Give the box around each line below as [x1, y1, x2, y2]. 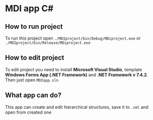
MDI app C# [5, 3, 54, 14]
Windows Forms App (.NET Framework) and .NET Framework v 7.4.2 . [5, 72, 148, 78]
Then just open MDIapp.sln [5, 77, 59, 83]
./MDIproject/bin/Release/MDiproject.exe [5, 40, 91, 45]
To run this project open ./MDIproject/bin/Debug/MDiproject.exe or [5, 35, 141, 41]
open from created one [5, 109, 52, 115]
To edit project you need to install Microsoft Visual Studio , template [5, 66, 142, 72]
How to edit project [5, 54, 65, 62]
